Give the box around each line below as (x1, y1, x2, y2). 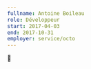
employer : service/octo (7, 36, 76, 42)
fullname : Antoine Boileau (7, 10, 85, 17)
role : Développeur (7, 16, 60, 23)
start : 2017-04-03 (7, 23, 60, 29)
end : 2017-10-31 (7, 29, 54, 36)
